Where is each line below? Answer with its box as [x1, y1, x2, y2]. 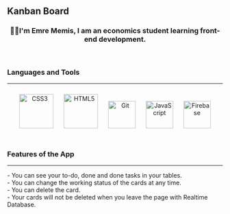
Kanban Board [7, 5, 70, 17]
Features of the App [7, 149, 75, 158]
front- [200, 26, 220, 36]
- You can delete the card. [7, 186, 81, 194]
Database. [7, 200, 36, 209]
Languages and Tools [7, 67, 80, 77]
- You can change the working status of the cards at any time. [7, 178, 181, 187]
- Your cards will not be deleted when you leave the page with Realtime [7, 193, 208, 202]
